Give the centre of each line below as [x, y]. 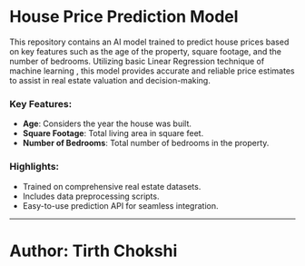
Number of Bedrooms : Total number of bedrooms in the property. [146, 143]
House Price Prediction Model [124, 17]
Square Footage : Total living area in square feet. [113, 133]
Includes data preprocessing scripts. [91, 196]
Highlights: [34, 167]
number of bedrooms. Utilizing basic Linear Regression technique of [137, 61]
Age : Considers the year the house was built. [107, 123]
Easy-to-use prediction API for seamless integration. [120, 205]
